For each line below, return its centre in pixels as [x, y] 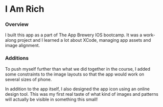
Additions [17, 58]
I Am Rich [25, 9]
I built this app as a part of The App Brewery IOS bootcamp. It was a [74, 35]
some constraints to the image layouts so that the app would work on [75, 74]
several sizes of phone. [29, 79]
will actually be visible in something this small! [51, 99]
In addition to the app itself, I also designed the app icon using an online [78, 89]
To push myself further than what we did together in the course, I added [78, 69]
